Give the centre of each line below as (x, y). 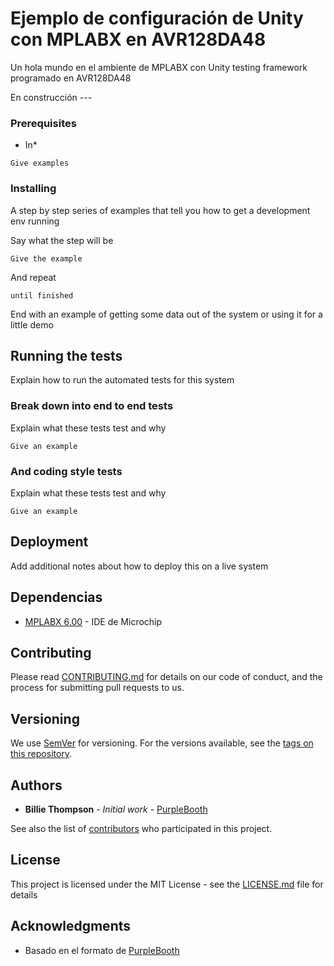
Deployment (49, 542)
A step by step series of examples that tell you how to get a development (160, 210)
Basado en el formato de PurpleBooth (102, 950)
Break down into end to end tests (92, 406)
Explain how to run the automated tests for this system (122, 380)
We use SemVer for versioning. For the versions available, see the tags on (162, 743)
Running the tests (66, 355)
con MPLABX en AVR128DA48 (138, 39)
